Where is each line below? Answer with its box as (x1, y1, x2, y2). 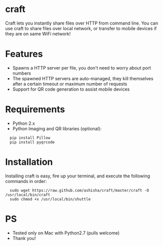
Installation (5, 156, 53, 167)
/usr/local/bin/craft (5, 192, 51, 197)
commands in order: (5, 178, 47, 184)
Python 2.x (12, 120, 35, 126)
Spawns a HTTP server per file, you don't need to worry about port (12, 65, 151, 71)
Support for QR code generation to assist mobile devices (12, 86, 130, 92)
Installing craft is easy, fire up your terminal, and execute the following (5, 173, 150, 179)
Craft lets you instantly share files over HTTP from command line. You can (5, 20, 158, 26)
